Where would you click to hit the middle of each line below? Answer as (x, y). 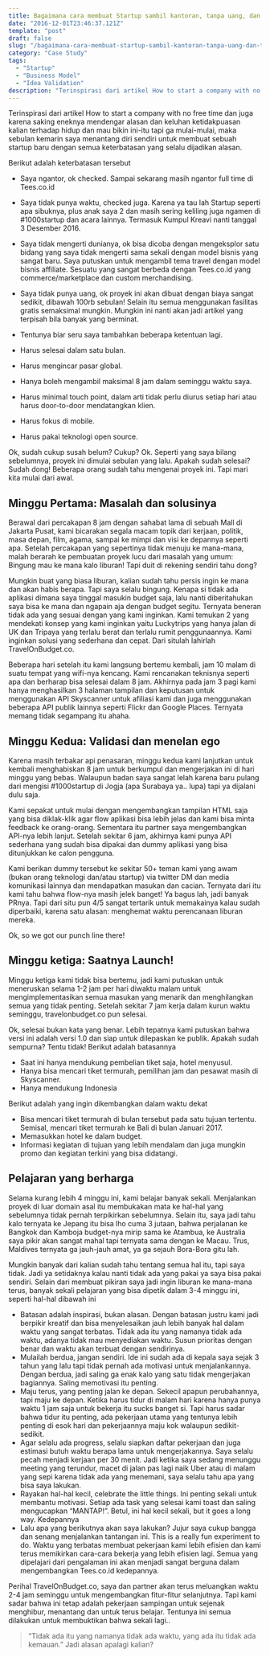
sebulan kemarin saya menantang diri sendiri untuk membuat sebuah (123, 139)
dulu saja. (24, 795)
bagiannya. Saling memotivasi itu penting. (89, 1382)
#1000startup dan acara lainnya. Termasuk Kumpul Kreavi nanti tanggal (138, 220)
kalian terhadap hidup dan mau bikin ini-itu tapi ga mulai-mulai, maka (123, 130)
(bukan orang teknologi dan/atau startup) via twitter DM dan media (119, 877)
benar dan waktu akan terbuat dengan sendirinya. (102, 1348)
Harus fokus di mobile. (57, 421)
